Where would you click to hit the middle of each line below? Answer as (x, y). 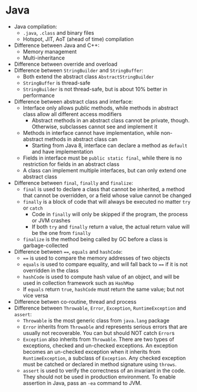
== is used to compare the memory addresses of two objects (96, 258)
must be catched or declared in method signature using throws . (100, 364)
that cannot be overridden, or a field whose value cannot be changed (107, 195)
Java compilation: (35, 26)
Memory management (50, 51)
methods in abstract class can (81, 139)
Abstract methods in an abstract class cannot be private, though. (111, 120)
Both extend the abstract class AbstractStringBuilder (88, 77)
